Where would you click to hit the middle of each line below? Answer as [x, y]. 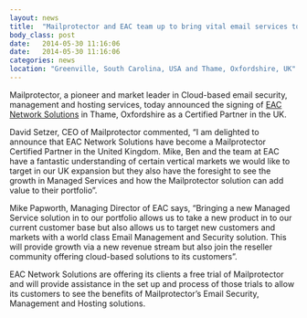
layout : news [34, 18]
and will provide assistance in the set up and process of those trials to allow [152, 283]
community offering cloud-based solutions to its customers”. [123, 256]
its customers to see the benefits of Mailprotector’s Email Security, [134, 293]
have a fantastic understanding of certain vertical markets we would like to [150, 161]
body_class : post [42, 35]
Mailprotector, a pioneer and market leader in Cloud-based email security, [148, 95]
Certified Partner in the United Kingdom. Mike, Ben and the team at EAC [145, 151]
